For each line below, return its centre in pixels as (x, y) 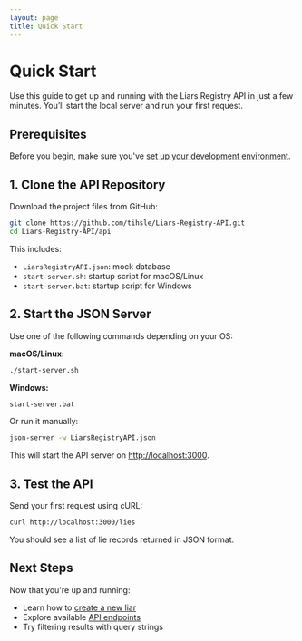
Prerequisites (48, 134)
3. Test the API (51, 484)
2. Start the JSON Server (80, 314)
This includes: (35, 248)
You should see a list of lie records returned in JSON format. (122, 539)
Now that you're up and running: (70, 589)
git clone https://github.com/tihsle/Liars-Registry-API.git (127, 223)
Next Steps (41, 568)
